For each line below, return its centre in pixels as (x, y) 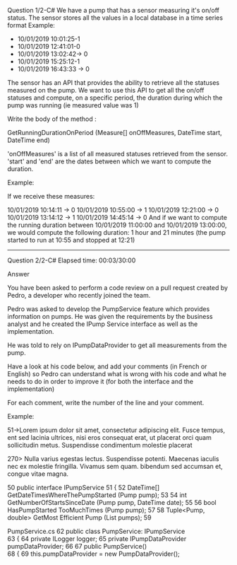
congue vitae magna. (38, 474)
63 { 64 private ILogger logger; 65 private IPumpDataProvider (97, 539)
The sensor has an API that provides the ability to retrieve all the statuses (114, 83)
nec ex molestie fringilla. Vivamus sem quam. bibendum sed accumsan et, (115, 466)
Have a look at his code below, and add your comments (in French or (107, 366)
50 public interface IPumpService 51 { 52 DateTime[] (84, 488)
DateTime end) (29, 140)
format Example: (31, 25)
